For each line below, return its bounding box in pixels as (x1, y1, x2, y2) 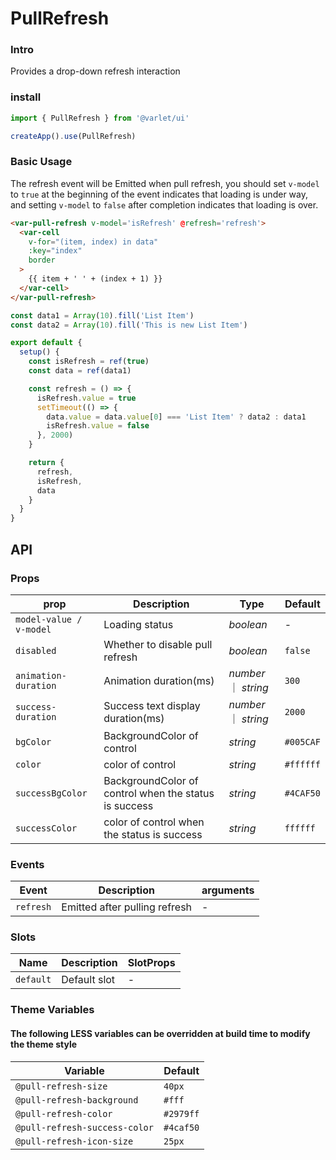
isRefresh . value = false (46, 421, 150, 431)
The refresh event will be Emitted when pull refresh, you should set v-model (10, 177, 320, 189)
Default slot (61, 973, 116, 987)
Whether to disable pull (103, 637, 213, 651)
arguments (201, 883, 255, 897)
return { (28, 458, 65, 468)
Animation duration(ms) (103, 673, 215, 687)
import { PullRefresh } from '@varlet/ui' (10, 113, 190, 123)
